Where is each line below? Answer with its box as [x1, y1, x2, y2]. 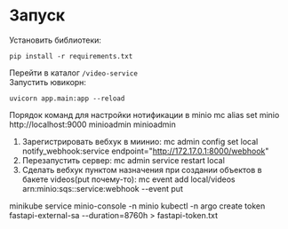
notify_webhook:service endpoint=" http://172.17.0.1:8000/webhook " [21, 146, 269, 156]
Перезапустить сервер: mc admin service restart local [21, 154, 225, 165]
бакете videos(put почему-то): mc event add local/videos [21, 174, 236, 185]
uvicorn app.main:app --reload [9, 94, 125, 103]
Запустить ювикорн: [9, 76, 87, 87]
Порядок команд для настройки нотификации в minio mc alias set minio [9, 109, 280, 120]
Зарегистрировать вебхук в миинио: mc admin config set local [21, 136, 259, 146]
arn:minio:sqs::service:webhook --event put [21, 183, 184, 193]
